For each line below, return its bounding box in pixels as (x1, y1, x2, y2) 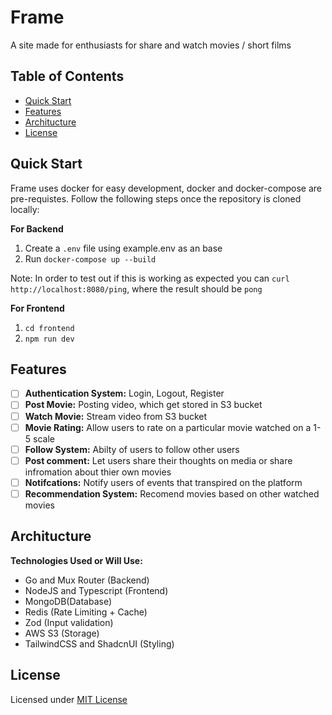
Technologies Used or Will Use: (10, 554, 143, 566)
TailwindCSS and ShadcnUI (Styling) (24, 637, 175, 650)
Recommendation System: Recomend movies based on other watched (24, 487, 320, 500)
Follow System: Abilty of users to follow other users (24, 443, 240, 455)
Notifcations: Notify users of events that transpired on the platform (24, 476, 303, 488)
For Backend (10, 222, 64, 235)
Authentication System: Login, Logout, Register (24, 387, 225, 400)
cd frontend (24, 323, 75, 333)
